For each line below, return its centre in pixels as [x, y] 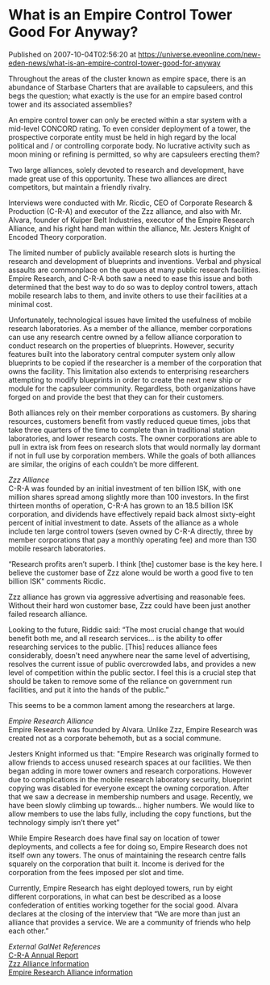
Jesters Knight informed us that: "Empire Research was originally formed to [134, 753]
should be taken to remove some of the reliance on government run [120, 681]
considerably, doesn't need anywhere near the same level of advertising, [129, 655]
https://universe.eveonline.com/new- [199, 54]
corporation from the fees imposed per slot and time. [96, 872]
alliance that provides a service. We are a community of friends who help [130, 922]
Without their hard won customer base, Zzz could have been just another [130, 605]
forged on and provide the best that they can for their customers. [116, 396]
